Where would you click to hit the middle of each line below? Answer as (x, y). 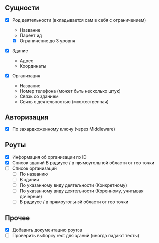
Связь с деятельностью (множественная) (64, 102)
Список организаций (35, 168)
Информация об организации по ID (49, 157)
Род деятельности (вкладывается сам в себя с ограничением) (79, 20)
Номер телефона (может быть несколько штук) (70, 91)
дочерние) (31, 197)
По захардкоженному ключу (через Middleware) (64, 129)
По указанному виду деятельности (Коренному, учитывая (81, 191)
